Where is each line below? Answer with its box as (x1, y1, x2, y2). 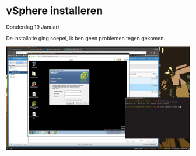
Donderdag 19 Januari (6, 23, 60, 30)
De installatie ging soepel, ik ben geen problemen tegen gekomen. (6, 34, 165, 41)
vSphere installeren (6, 4, 103, 18)
